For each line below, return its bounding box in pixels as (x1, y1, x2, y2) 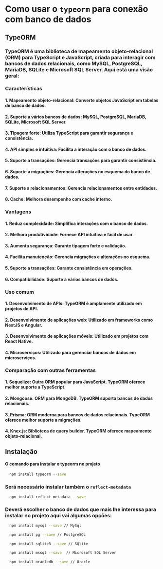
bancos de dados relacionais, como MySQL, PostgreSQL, (5, 60, 143, 67)
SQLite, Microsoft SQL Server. (5, 119, 67, 125)
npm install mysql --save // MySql (9, 523, 82, 528)
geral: (5, 72, 19, 79)
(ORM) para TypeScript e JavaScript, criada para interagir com (5, 54, 156, 61)
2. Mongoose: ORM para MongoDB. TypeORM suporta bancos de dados (5, 395, 153, 401)
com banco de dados (5, 14, 91, 25)
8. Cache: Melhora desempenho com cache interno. (5, 196, 112, 202)
